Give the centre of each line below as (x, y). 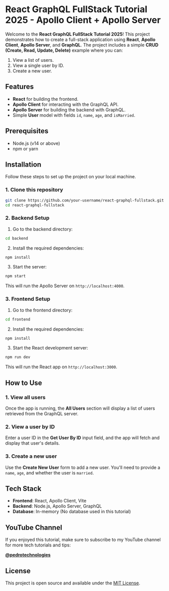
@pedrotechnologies (28, 555)
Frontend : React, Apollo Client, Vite (50, 501)
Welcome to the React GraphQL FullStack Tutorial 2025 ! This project (78, 34)
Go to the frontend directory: (42, 310)
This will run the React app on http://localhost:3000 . (61, 367)
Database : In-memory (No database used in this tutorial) (72, 511)
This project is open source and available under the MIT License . (73, 583)
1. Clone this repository (34, 190)
